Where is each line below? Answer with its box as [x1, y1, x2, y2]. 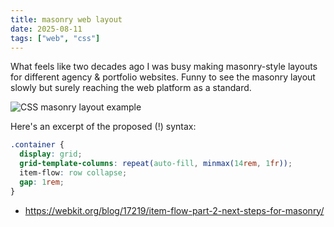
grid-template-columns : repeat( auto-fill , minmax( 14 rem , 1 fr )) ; [19, 159, 293, 169]
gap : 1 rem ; [19, 177, 65, 187]
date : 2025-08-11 [10, 24, 83, 34]
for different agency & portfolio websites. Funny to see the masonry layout [10, 71, 316, 83]
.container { [10, 140, 65, 150]
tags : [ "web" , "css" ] [10, 33, 101, 43]
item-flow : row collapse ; [19, 168, 128, 178]
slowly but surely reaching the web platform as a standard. [10, 82, 252, 94]
